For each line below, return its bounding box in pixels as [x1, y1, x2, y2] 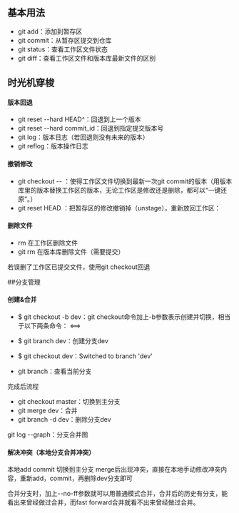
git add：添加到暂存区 [17, 27, 83, 36]
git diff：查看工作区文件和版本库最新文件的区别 [17, 54, 156, 62]
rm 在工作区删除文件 [17, 238, 78, 247]
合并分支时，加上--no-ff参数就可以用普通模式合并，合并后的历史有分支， [7, 489, 222, 498]
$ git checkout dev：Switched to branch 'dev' [17, 352, 153, 360]
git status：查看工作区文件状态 [17, 45, 108, 54]
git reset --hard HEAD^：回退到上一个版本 [17, 115, 141, 123]
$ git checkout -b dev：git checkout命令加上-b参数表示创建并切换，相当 [17, 313, 231, 321]
